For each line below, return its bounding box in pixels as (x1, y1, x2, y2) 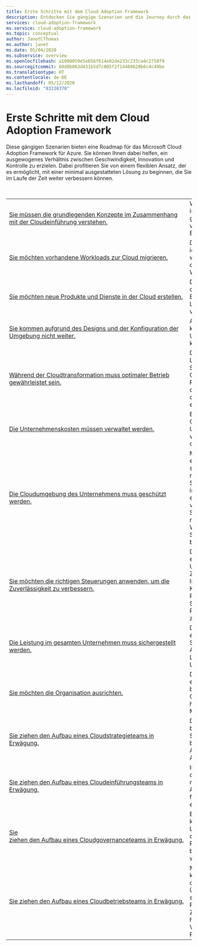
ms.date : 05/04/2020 (6, 47, 57, 53)
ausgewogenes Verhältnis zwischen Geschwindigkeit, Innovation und (6, 155, 174, 163)
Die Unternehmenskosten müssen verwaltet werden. (9, 425, 154, 433)
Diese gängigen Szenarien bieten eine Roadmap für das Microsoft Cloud (6, 143, 181, 150)
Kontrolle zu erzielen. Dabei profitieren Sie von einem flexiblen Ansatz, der (6, 162, 187, 169)
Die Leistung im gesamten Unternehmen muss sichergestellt (9, 638, 176, 646)
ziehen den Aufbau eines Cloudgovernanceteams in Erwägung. (9, 835, 184, 844)
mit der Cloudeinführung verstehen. (9, 218, 108, 226)
